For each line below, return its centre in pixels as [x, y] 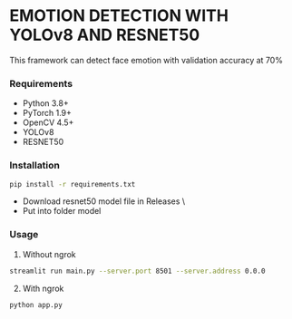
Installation [35, 166]
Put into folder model [62, 211]
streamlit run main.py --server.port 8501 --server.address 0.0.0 [137, 271]
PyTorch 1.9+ [47, 113]
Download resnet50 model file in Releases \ [104, 201]
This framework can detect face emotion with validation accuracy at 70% [146, 60]
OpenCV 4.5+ [48, 122]
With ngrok [43, 288]
